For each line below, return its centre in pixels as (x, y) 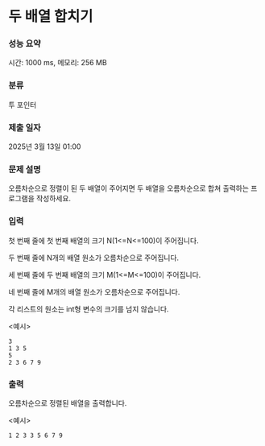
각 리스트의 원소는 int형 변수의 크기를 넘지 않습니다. (89, 309)
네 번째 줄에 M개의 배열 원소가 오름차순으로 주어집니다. (94, 291)
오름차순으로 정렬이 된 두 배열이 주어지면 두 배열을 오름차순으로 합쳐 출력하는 (129, 188)
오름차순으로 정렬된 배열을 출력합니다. (68, 403)
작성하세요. (53, 199)
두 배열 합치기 (51, 17)
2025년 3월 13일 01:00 (45, 147)
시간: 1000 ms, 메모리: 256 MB (58, 63)
